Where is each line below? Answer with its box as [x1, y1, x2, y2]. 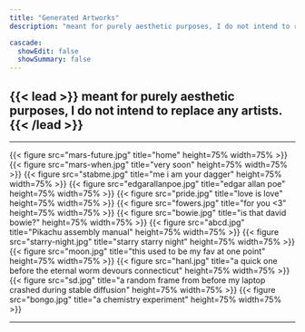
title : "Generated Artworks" [9, 13, 120, 23]
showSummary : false [17, 55, 92, 64]
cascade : [9, 38, 43, 47]
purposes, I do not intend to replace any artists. [9, 103, 283, 118]
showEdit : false [17, 46, 79, 55]
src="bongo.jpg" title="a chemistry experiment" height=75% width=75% [9, 294, 282, 305]
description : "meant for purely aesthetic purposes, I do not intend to [9, 22, 290, 31]
